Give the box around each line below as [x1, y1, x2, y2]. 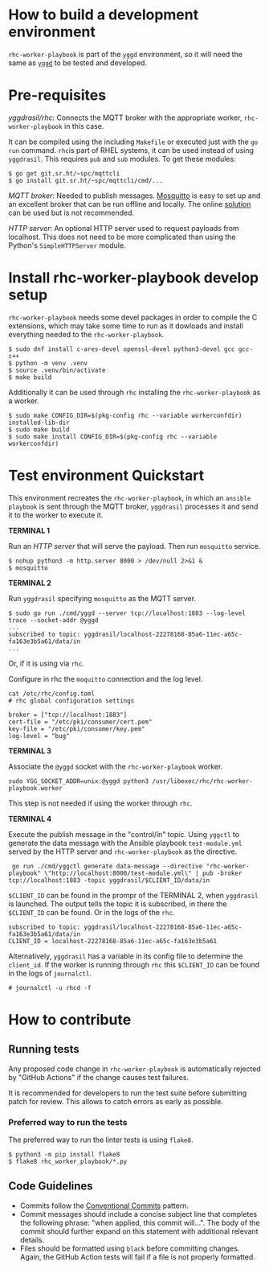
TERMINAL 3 [8, 746, 52, 756]
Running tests [8, 1042, 80, 1056]
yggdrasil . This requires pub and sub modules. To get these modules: [8, 154, 236, 163]
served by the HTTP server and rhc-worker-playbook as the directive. [8, 847, 238, 856]
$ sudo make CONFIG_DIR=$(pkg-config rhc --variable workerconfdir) [8, 411, 243, 419]
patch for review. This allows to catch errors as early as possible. [8, 1096, 223, 1106]
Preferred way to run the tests [8, 1116, 128, 1128]
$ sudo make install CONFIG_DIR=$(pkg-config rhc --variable [8, 432, 218, 440]
